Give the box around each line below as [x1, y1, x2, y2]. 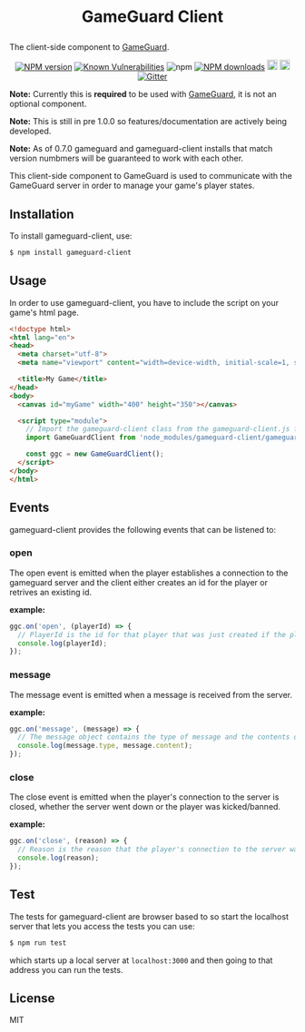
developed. [9, 125, 52, 137]
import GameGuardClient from [25, 433, 136, 442]
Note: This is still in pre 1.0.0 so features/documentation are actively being [9, 116, 288, 127]
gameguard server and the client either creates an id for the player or [9, 576, 268, 587]
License [9, 990, 55, 1006]
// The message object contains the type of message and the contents [17, 732, 290, 742]
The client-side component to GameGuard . [9, 42, 170, 53]
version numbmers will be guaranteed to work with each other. [9, 152, 243, 164]
